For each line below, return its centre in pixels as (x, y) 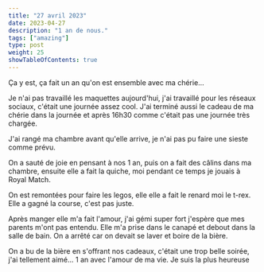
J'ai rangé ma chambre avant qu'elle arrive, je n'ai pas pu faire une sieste (128, 138)
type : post (26, 45)
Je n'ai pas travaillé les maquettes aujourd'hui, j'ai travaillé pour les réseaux (132, 98)
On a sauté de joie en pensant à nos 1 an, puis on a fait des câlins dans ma (130, 162)
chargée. (23, 123)
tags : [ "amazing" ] (39, 38)
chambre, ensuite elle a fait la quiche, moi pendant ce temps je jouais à (124, 171)
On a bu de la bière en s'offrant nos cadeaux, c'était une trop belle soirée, (129, 251)
